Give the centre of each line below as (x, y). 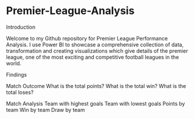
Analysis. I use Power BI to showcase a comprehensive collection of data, (95, 45)
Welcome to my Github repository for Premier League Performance (87, 38)
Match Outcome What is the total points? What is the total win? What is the (96, 86)
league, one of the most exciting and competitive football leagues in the (93, 57)
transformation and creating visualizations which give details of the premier (97, 50)
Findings (17, 74)
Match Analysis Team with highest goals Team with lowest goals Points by (96, 103)
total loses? (20, 92)
